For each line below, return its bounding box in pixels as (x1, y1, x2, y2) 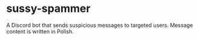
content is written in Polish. (6, 27, 74, 35)
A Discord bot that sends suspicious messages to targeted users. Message (6, 21, 194, 29)
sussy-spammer (6, 2, 91, 16)
